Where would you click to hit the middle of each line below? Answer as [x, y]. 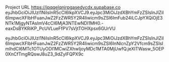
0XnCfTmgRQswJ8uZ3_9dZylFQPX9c [45, 54]
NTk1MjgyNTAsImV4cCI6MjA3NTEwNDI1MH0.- [54, 23]
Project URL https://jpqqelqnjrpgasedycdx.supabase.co [63, 7]
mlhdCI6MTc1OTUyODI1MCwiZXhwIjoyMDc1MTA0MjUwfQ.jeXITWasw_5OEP [85, 49]
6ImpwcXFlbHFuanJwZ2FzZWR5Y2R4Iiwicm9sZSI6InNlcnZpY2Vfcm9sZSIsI [84, 43]
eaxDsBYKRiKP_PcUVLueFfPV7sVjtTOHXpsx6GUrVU [61, 28]
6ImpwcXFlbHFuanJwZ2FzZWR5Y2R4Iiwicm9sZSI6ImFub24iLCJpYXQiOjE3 [84, 18]
